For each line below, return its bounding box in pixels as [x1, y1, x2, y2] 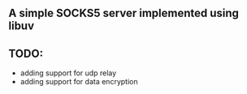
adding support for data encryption [19, 77, 138, 87]
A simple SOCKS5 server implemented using [8, 6, 240, 20]
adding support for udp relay [19, 68, 117, 78]
